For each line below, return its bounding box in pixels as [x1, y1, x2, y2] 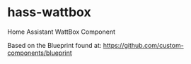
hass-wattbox [7, 4, 91, 20]
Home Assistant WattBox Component [7, 27, 115, 36]
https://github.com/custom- [103, 41, 184, 49]
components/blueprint [7, 49, 72, 57]
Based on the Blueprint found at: [7, 41, 102, 49]
